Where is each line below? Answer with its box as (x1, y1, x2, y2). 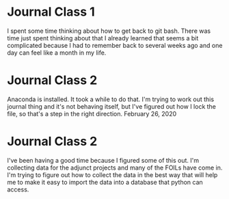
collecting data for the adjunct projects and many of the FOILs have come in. (7, 163, 223, 172)
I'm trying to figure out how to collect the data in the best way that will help (7, 170, 218, 178)
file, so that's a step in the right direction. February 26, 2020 (7, 109, 177, 118)
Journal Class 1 (7, 4, 96, 20)
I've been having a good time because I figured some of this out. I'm (7, 156, 200, 164)
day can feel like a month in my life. (7, 49, 107, 57)
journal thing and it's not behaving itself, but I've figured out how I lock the (7, 102, 217, 110)
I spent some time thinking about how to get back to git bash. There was (7, 27, 211, 35)
